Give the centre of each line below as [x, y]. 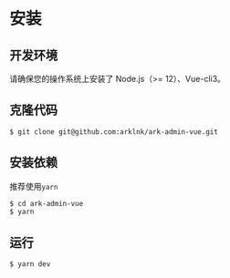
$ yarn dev [30, 264]
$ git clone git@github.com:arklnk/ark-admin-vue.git [114, 132]
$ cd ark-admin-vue [47, 203]
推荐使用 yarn [34, 186]
